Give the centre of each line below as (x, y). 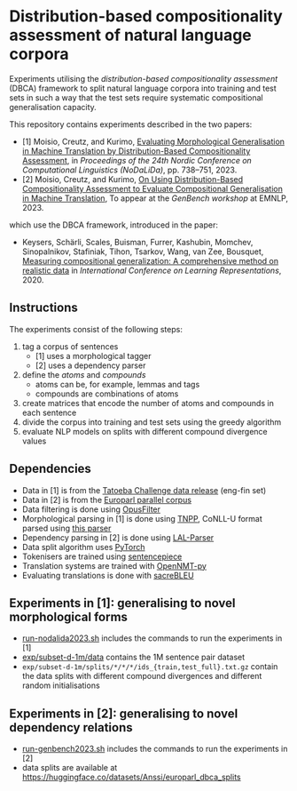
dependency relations (71, 727)
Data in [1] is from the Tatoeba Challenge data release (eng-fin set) (144, 490)
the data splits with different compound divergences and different (142, 676)
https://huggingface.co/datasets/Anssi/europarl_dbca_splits (131, 777)
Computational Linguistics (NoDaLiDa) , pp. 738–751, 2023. (129, 170)
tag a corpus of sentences (70, 346)
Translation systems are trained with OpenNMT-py (114, 565)
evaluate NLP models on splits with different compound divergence (145, 431)
